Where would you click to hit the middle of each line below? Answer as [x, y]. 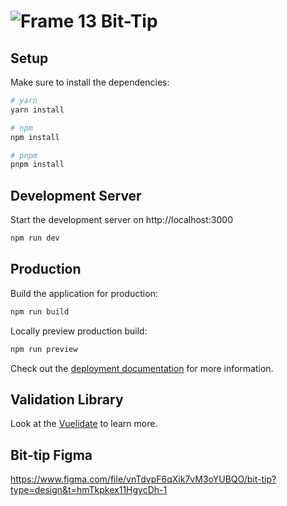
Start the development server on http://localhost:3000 [121, 220]
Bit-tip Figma [51, 455]
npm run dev [35, 238]
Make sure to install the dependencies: [90, 82]
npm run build [40, 311]
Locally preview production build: [79, 331]
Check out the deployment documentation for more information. [142, 368]
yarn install [37, 110]
